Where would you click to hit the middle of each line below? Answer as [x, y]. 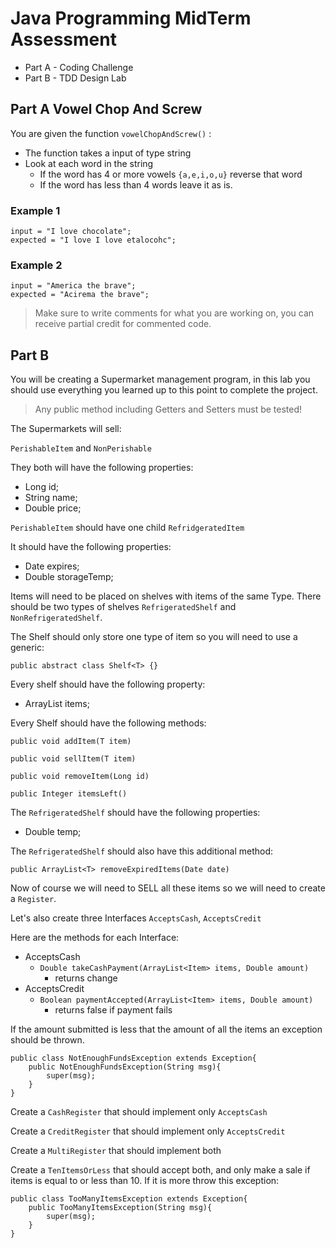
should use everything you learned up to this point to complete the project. [164, 390]
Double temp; [53, 832]
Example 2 [36, 265]
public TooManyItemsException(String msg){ [120, 1208]
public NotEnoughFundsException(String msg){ [125, 1067]
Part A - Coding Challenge [79, 67]
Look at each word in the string [89, 163]
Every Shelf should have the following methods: [108, 723]
